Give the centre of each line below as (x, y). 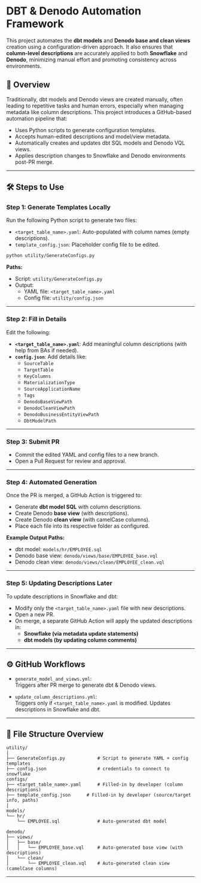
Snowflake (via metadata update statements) (81, 633)
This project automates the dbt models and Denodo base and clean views (98, 40)
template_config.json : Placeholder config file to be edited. (87, 245)
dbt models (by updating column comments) (80, 640)
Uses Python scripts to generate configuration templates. (86, 130)
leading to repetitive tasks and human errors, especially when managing (95, 106)
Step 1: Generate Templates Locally (58, 207)
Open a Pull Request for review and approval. (71, 461)
